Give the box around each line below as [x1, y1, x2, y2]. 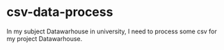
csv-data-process [6, 4, 113, 20]
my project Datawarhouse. [6, 34, 83, 42]
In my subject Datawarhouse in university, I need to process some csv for [6, 27, 217, 35]
